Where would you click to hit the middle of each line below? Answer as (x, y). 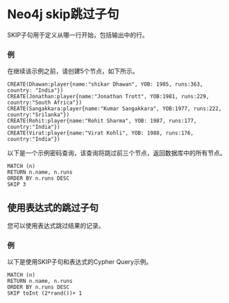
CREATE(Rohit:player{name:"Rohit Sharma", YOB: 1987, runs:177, (102, 121)
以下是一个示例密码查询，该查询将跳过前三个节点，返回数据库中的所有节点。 (117, 153)
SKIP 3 (17, 185)
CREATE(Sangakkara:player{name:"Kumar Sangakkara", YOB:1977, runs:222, (114, 109)
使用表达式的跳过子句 (53, 207)
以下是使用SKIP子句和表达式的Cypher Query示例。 (80, 262)
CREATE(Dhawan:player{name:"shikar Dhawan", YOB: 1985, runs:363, (105, 84)
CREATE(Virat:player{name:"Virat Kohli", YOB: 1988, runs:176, (101, 133)
